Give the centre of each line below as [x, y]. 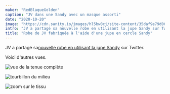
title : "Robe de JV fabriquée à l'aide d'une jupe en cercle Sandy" [79, 33]
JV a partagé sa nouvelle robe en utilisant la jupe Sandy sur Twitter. [75, 48]
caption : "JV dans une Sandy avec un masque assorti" [63, 15]
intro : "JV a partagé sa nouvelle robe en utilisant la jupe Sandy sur [82, 29]
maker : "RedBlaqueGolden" [32, 10]
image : [12, 24]
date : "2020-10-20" [26, 19]
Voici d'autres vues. [26, 57]
